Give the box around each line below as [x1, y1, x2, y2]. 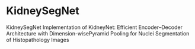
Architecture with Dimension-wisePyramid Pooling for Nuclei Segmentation [6, 30, 190, 37]
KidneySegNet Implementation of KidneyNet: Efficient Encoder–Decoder [6, 24, 183, 31]
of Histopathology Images [6, 36, 69, 43]
